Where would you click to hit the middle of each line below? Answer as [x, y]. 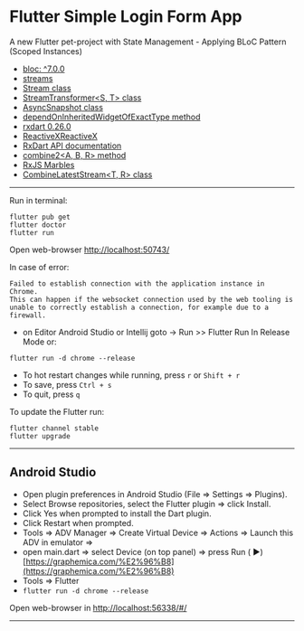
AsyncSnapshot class [63, 107]
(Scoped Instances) [46, 51]
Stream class [47, 88]
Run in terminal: [38, 200]
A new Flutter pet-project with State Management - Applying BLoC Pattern [148, 42]
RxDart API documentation [72, 146]
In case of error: [39, 267]
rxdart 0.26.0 [47, 126]
